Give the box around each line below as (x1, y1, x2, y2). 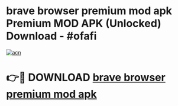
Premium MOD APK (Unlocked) (6, 17, 161, 30)
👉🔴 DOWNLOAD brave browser (6, 71, 166, 84)
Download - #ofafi (6, 30, 97, 43)
